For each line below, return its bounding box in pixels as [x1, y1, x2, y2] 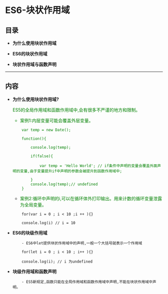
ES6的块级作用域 [12, 230, 47, 236]
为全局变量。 [19, 202, 46, 208]
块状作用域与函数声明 [12, 61, 56, 67]
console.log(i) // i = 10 [21, 220, 76, 225]
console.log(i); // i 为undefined [21, 259, 93, 264]
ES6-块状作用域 [5, 4, 70, 16]
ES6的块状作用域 [12, 51, 47, 56]
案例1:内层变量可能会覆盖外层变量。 [19, 117, 93, 123]
